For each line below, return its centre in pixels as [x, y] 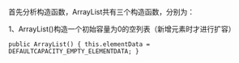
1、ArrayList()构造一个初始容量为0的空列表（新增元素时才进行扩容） [122, 29]
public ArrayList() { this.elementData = [79, 44]
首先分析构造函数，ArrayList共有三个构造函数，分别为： [102, 12]
